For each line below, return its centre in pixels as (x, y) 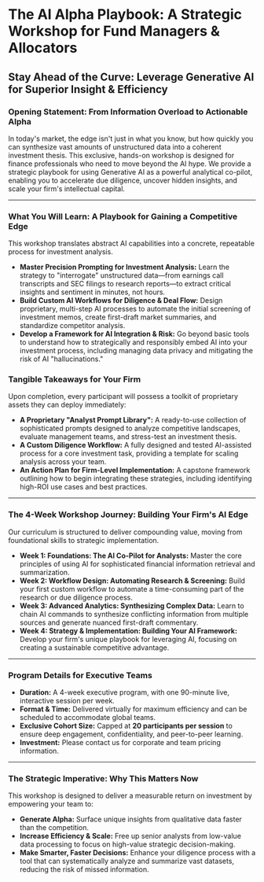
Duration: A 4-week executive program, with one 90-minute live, (125, 692)
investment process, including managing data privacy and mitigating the (136, 351)
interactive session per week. (67, 701)
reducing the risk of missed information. (84, 869)
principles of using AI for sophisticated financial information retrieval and (137, 563)
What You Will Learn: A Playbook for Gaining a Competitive (123, 216)
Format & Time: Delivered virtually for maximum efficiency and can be (133, 709)
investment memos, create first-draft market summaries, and (118, 317)
